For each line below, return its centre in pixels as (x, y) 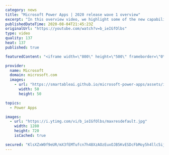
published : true (22, 47)
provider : (16, 66)
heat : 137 (16, 43)
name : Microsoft (27, 70)
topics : (13, 103)
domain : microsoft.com (33, 75)
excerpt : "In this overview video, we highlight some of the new (75, 19)
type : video (18, 33)
